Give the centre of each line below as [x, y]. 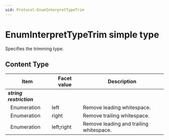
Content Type [27, 64]
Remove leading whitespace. [117, 107]
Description [122, 82]
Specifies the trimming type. [34, 49]
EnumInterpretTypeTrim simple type [82, 34]
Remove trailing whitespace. [116, 116]
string [15, 93]
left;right [62, 127]
